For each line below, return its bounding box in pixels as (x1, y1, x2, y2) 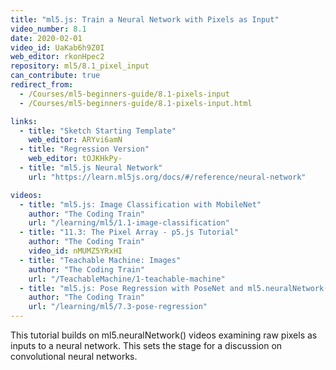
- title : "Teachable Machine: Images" (19, 255, 182, 265)
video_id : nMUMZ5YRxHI (28, 246, 123, 256)
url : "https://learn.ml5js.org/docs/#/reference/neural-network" (28, 172, 307, 182)
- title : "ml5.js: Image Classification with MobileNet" (19, 199, 262, 210)
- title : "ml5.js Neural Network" (19, 163, 163, 173)
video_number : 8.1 (10, 24, 87, 34)
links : (10, 116, 38, 126)
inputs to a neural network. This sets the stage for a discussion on (10, 340, 283, 351)
